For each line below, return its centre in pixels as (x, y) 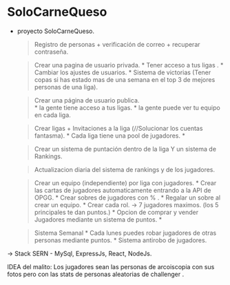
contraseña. (51, 52)
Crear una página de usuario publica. (87, 100)
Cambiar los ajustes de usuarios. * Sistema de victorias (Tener (123, 72)
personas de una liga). (66, 87)
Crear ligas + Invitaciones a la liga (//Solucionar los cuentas (118, 128)
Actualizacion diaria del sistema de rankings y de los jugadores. (125, 169)
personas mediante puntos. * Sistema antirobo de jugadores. (121, 240)
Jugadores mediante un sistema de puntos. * (98, 219)
